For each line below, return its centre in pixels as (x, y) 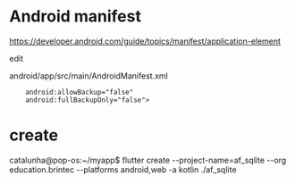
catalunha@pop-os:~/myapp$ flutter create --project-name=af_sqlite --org (148, 160)
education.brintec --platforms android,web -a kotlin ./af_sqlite (123, 169)
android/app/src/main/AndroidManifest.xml (88, 75)
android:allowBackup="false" (80, 92)
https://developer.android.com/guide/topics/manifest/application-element (145, 41)
